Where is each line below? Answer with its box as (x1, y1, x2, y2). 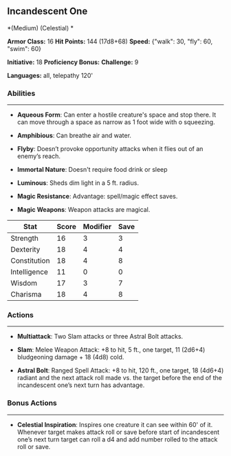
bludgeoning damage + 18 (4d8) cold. (16, 353, 124, 361)
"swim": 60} (7, 44, 41, 52)
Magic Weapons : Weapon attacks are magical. (16, 206, 151, 214)
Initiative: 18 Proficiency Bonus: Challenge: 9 (7, 58, 139, 66)
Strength (10, 234, 39, 244)
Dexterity (10, 245, 41, 255)
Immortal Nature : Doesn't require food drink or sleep (16, 166, 168, 174)
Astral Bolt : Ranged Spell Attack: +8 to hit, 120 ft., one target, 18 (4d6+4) (16, 366, 224, 375)
